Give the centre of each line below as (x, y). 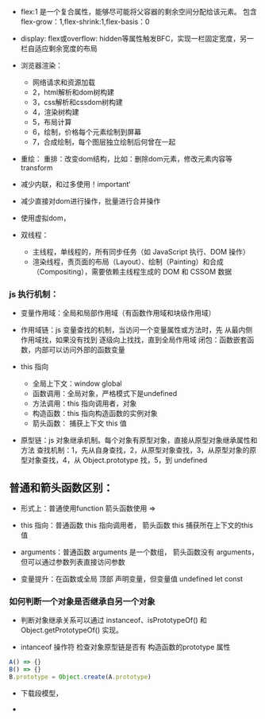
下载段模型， (41, 694)
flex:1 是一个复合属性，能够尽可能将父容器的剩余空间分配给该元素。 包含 (138, 12)
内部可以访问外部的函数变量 (80, 350)
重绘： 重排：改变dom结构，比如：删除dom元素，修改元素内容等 (127, 159)
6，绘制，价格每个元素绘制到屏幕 (87, 132)
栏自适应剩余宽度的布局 (59, 49)
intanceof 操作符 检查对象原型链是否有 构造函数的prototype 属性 (125, 647)
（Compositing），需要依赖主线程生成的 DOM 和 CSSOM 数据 (132, 272)
